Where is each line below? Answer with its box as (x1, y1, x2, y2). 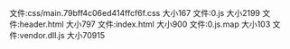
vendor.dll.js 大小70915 (19, 30, 106, 40)
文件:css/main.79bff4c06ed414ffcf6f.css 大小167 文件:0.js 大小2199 (9, 8, 260, 18)
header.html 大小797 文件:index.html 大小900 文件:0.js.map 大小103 (19, 19, 271, 29)
